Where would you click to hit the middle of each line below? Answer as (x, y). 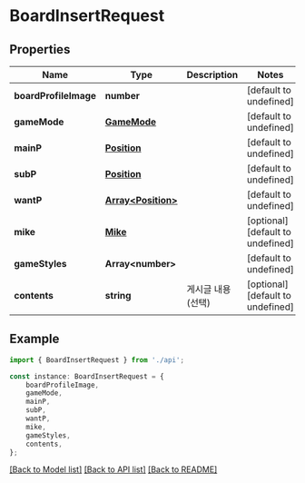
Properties (40, 49)
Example (34, 339)
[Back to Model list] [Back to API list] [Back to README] (113, 469)
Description (212, 75)
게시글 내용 (209, 289)
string (118, 296)
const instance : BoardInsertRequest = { (87, 376)
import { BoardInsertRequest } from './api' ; (97, 360)
